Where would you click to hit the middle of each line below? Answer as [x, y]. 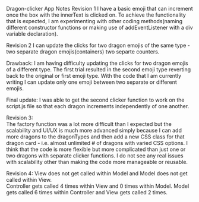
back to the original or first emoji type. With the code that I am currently [94, 76]
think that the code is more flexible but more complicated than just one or [96, 149]
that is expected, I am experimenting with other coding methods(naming [94, 21]
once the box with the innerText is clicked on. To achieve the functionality [96, 15]
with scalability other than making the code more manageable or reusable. [97, 162]
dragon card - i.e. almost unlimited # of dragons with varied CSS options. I [97, 143]
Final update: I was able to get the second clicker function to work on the [95, 100]
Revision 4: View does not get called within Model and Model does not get [97, 173]
